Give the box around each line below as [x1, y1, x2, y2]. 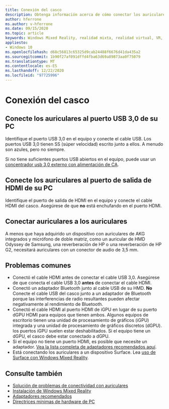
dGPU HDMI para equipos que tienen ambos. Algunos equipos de [12, 312, 148, 318]
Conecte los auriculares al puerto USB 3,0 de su [5, 114, 158, 123]
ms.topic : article [5, 31, 44, 36]
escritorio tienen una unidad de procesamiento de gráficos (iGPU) [12, 317, 149, 323]
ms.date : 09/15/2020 [5, 26, 49, 31]
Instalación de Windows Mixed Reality [12, 388, 92, 394]
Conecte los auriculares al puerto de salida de [5, 176, 152, 185]
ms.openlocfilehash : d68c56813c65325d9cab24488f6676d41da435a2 [5, 49, 141, 54]
